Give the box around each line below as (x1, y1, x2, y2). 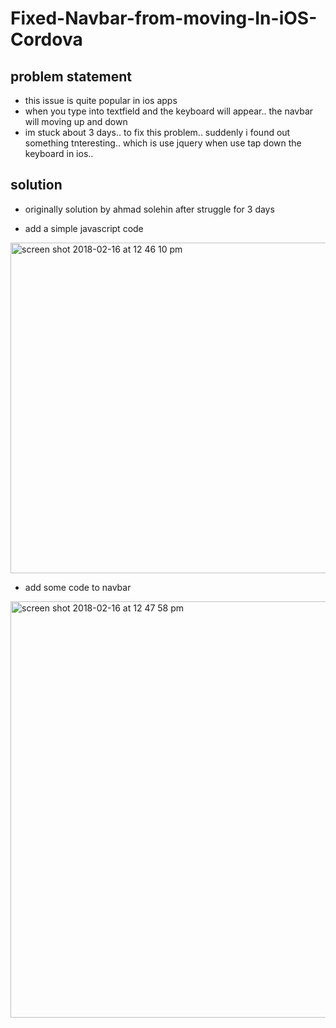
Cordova (10, 28, 83, 51)
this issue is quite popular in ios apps (24, 95, 178, 106)
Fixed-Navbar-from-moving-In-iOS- (10, 7, 318, 30)
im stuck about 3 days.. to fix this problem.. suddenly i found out (24, 127, 291, 138)
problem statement (10, 68, 132, 85)
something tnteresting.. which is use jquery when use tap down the (24, 137, 302, 149)
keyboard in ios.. (24, 148, 94, 159)
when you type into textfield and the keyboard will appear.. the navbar (24, 105, 314, 117)
